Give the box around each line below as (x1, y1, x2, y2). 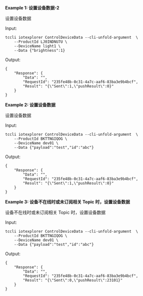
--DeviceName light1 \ (14, 44, 61, 49)
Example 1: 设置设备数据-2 (5, 5, 59, 10)
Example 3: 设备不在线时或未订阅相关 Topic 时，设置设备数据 (5, 199, 130, 204)
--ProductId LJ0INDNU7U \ (14, 39, 68, 44)
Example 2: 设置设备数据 (5, 102, 56, 107)
